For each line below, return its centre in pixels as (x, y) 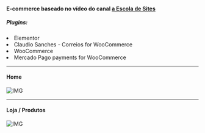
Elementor (27, 38)
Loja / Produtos (26, 110)
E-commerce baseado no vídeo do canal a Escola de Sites (81, 9)
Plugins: (17, 23)
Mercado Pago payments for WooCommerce (70, 57)
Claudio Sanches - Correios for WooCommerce (74, 44)
